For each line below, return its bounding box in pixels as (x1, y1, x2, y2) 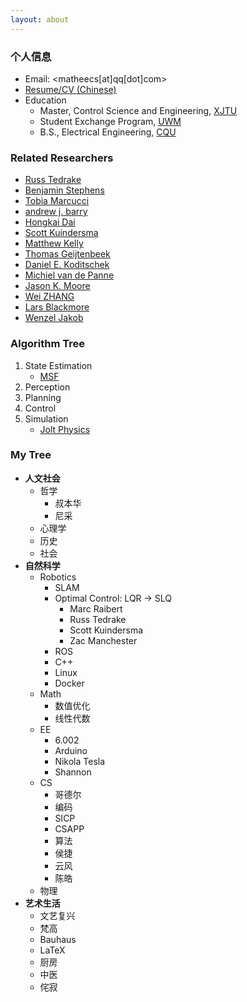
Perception (24, 381, 71, 393)
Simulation (24, 412, 69, 425)
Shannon (54, 766, 92, 778)
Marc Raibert (69, 602, 123, 615)
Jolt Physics (39, 423, 91, 435)
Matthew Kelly (24, 237, 84, 250)
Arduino (54, 744, 88, 756)
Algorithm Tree (10, 337, 85, 351)
